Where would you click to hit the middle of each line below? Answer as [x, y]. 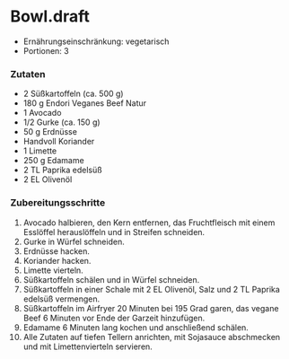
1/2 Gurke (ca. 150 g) [62, 122]
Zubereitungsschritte [58, 203]
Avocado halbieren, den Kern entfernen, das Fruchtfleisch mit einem [149, 223]
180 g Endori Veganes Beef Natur [85, 103]
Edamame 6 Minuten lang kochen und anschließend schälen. [136, 327]
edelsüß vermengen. [61, 299]
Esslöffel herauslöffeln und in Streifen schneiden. [114, 232]
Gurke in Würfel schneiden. [74, 241]
